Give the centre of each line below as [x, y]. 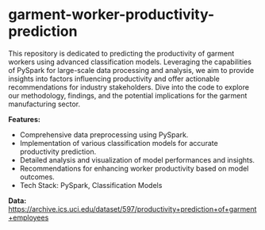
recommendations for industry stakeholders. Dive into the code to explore [129, 87]
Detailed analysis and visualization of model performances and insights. [137, 159]
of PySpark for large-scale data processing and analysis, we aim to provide [131, 70]
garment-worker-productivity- [111, 15]
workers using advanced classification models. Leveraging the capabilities [130, 62]
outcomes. [37, 177]
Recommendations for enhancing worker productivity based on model [134, 168]
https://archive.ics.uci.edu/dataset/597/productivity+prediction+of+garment [132, 209]
